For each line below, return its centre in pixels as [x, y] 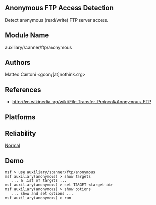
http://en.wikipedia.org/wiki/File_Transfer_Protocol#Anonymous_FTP [81, 102]
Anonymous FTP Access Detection [60, 8]
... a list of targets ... [39, 181]
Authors [18, 63]
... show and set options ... [42, 194]
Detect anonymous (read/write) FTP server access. [57, 20]
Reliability [21, 134]
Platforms [20, 117]
